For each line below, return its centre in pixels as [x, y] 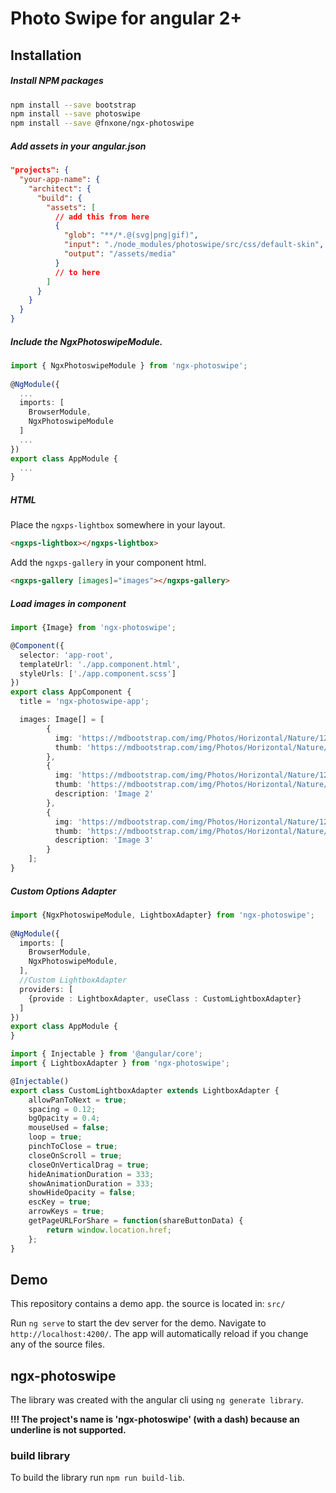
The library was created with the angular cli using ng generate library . [157, 1400]
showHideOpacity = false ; [82, 1193]
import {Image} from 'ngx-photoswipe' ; [93, 628]
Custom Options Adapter [63, 891]
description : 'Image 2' [104, 794]
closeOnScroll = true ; [75, 1155]
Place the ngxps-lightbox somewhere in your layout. [118, 525]
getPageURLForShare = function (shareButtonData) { [136, 1221]
